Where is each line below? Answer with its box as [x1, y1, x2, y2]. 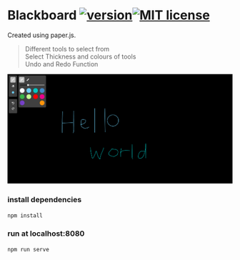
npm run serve [7, 246, 50, 254]
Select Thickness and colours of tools [24, 52, 136, 61]
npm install [7, 212, 43, 219]
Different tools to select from [24, 44, 110, 53]
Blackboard [7, 7, 77, 24]
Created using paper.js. [7, 31, 76, 39]
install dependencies [7, 194, 82, 204]
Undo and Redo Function [24, 59, 99, 68]
